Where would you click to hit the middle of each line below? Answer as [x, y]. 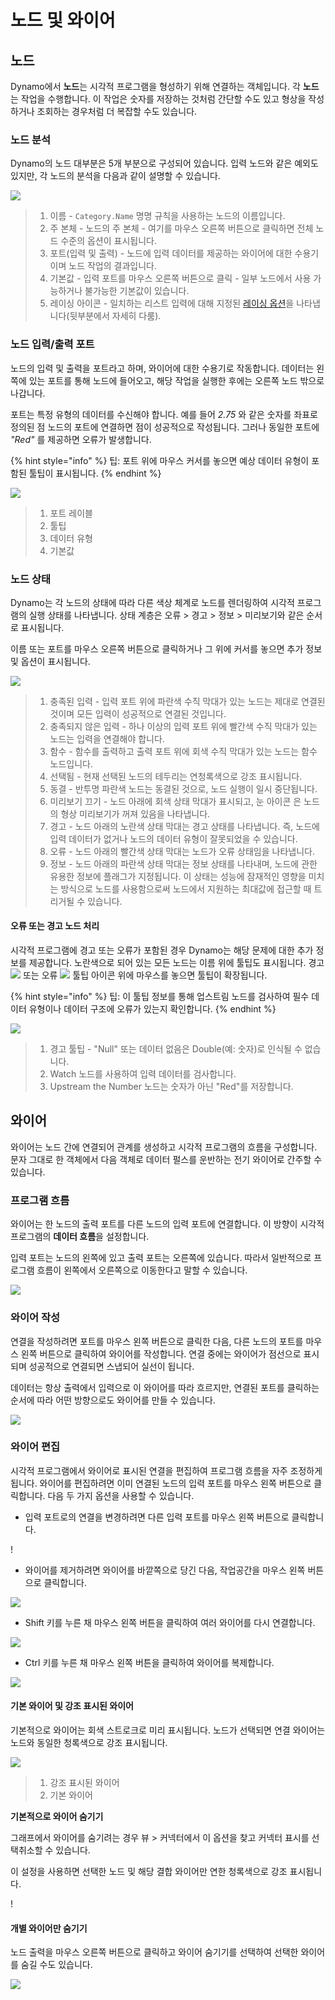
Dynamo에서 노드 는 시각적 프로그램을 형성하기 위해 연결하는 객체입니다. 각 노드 [165, 86]
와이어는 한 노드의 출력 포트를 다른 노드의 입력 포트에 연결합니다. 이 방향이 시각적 [167, 1224]
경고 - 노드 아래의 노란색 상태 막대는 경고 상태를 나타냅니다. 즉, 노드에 [184, 826]
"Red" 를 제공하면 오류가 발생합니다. [81, 439]
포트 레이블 [71, 513]
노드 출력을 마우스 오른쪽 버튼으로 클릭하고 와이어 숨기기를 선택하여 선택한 [154, 1952]
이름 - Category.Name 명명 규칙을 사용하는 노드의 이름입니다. [167, 216]
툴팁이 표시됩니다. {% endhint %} [95, 473]
